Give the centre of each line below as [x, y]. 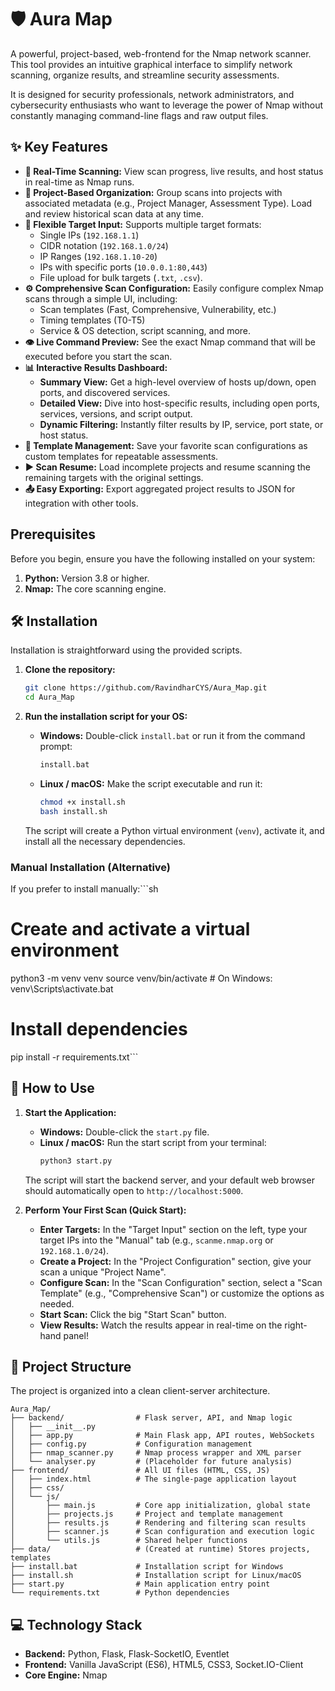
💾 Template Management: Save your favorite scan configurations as [166, 445]
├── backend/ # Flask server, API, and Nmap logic [151, 1418]
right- [296, 1325]
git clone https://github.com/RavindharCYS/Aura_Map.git [146, 688]
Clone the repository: [70, 670]
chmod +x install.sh [82, 802]
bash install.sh [73, 811]
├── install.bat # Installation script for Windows [147, 1567]
